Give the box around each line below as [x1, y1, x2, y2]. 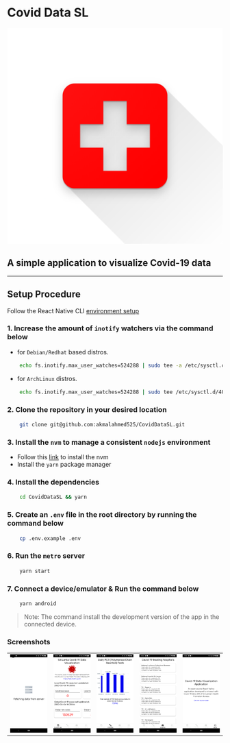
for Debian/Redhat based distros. [16, 348, 109, 356]
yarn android [19, 600, 57, 607]
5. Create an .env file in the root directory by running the [7, 510, 197, 520]
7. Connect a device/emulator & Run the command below [7, 584, 199, 594]
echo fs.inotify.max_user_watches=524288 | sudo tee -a [19, 362, 183, 369]
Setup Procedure [7, 289, 81, 300]
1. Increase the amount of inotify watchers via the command [7, 324, 214, 333]
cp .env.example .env [19, 535, 81, 542]
